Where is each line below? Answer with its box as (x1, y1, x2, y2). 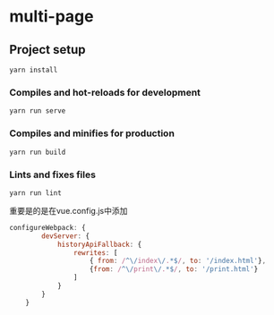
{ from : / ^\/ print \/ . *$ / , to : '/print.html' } (89, 265, 259, 274)
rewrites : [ (73, 248, 118, 257)
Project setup (9, 42, 87, 57)
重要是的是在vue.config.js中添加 (9, 205, 128, 216)
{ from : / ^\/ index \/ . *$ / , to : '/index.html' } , (89, 257, 267, 266)
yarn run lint (9, 188, 63, 198)
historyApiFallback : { (56, 240, 142, 249)
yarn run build (9, 148, 66, 157)
